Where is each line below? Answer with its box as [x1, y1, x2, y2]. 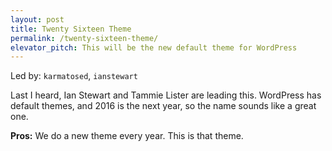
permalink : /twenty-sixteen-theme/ [10, 33, 159, 43]
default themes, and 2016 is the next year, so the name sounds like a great [10, 100, 317, 112]
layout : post [10, 14, 65, 25]
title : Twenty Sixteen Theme [10, 24, 132, 34]
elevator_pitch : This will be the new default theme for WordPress [10, 42, 298, 53]
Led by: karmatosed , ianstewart [10, 70, 138, 82]
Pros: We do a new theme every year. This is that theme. [10, 130, 244, 142]
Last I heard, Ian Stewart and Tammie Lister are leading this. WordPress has [10, 89, 322, 101]
